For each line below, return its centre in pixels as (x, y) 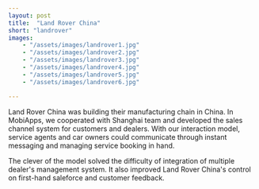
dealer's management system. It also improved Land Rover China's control (129, 169)
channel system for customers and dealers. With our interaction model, (124, 129)
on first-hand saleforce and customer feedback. (86, 177)
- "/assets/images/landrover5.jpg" (81, 75)
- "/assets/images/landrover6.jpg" (81, 82)
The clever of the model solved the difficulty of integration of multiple (122, 160)
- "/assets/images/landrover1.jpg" (81, 45)
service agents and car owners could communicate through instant (118, 137)
